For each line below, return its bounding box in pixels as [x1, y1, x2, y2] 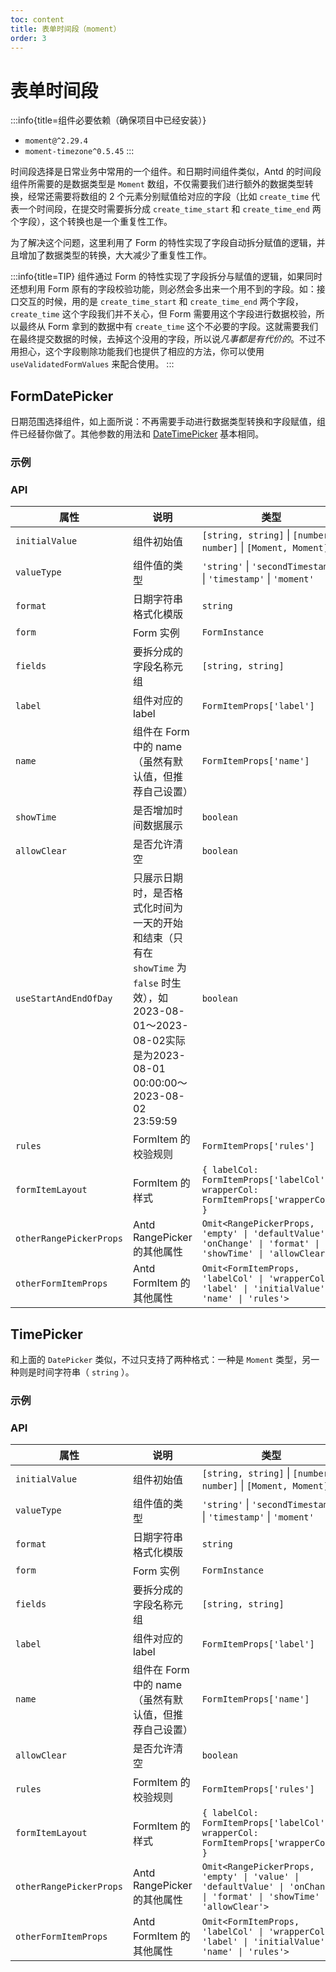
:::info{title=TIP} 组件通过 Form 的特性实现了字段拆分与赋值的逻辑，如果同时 [10, 271, 323, 283]
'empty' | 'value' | [201, 1871, 300, 1883]
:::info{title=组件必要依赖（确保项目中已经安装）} [10, 114, 207, 126]
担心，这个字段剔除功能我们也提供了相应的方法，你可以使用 [18, 346, 265, 358]
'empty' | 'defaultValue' [201, 1228, 326, 1240]
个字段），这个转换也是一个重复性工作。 [10, 216, 173, 228]
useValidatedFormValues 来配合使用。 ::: [10, 358, 175, 370]
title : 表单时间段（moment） [10, 24, 122, 34]
